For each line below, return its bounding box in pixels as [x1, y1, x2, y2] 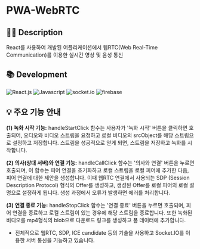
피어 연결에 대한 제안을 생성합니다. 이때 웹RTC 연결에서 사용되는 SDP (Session [6, 174, 190, 181]
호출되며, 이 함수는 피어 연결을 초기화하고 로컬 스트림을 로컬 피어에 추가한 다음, [6, 166, 189, 173]
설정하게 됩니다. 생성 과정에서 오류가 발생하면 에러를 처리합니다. [21, 189, 170, 196]
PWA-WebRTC [6, 4, 80, 17]
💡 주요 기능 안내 [6, 107, 61, 117]
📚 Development [6, 70, 67, 80]
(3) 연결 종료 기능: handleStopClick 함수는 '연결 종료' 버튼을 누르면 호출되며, [6, 201, 185, 208]
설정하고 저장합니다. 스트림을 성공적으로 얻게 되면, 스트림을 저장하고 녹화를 [12, 139, 186, 146]
